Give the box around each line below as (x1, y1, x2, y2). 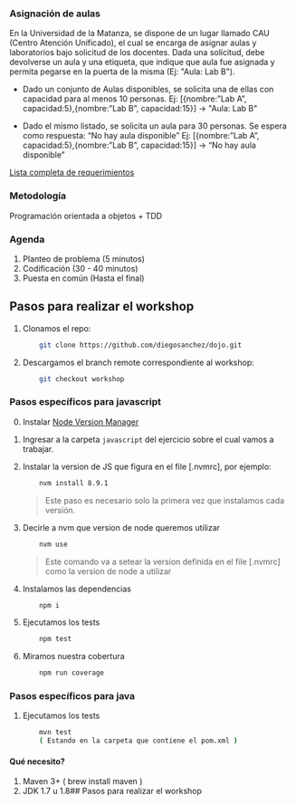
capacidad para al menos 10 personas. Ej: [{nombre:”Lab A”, (22, 93, 247, 104)
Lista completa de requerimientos (9, 167, 135, 178)
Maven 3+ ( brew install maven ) (22, 776, 143, 787)
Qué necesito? (9, 755, 65, 767)
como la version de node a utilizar (44, 565, 172, 577)
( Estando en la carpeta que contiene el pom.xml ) (39, 736, 238, 745)
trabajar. (22, 443, 54, 455)
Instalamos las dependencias (22, 583, 131, 594)
